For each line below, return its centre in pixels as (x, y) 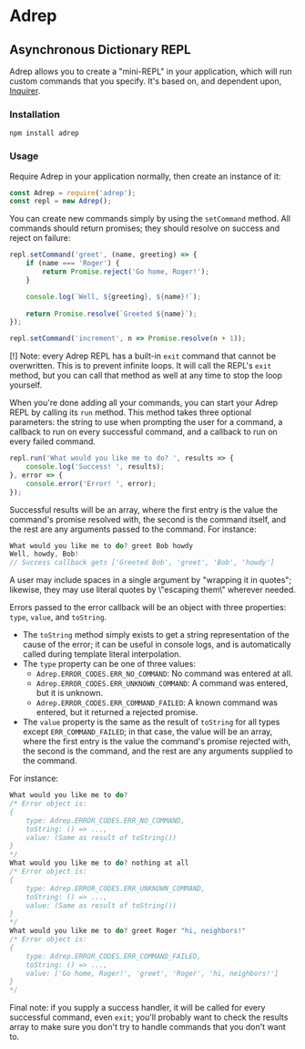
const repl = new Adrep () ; (61, 202)
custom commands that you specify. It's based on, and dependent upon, (146, 81)
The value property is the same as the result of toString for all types (151, 722)
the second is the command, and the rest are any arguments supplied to (158, 751)
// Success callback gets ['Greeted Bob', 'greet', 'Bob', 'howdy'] (142, 563)
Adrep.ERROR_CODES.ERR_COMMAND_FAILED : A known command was (157, 702)
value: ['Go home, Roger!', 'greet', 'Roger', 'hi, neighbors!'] (152, 973)
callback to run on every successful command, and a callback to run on (143, 432)
